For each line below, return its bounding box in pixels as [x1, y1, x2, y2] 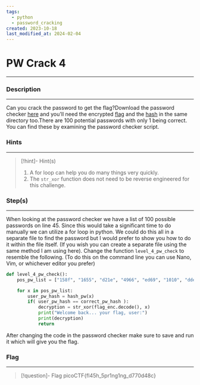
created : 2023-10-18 [6, 25, 58, 32]
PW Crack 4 [6, 57, 67, 70]
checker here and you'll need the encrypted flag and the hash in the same [6, 111, 187, 118]
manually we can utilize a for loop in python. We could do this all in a [6, 228, 174, 235]
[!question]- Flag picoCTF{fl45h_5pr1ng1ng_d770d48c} [20, 372, 157, 379]
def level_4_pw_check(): [6, 271, 68, 277]
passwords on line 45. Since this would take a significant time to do [6, 222, 171, 229]
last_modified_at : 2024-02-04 [6, 31, 82, 37]
